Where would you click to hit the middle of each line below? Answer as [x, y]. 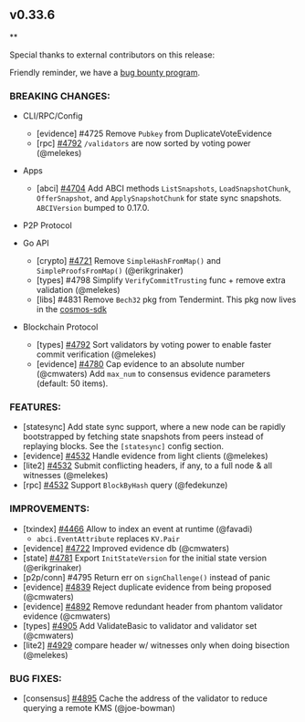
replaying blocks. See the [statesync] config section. [123, 446]
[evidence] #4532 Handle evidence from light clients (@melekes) [145, 456]
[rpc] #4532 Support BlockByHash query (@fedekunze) [125, 485]
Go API [36, 243]
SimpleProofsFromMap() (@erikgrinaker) [110, 271]
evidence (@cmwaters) [67, 616]
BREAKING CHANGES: [60, 96]
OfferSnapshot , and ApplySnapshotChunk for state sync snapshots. [159, 198]
